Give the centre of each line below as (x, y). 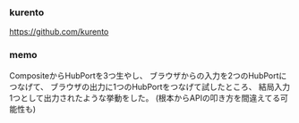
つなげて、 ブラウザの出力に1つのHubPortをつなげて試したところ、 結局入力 (150, 86)
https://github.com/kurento (59, 32)
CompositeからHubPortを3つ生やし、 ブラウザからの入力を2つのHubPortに (148, 75)
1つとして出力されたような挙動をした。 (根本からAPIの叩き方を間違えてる (145, 98)
